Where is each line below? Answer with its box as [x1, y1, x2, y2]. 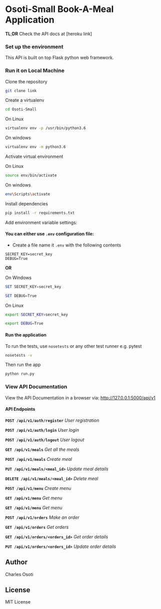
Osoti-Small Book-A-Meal [5, 4, 114, 15]
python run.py [5, 372, 35, 377]
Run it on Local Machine [5, 67, 65, 74]
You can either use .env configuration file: [5, 231, 94, 237]
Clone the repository [5, 79, 47, 85]
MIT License [5, 599, 31, 605]
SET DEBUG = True [5, 293, 37, 298]
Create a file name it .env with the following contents [12, 242, 121, 248]
